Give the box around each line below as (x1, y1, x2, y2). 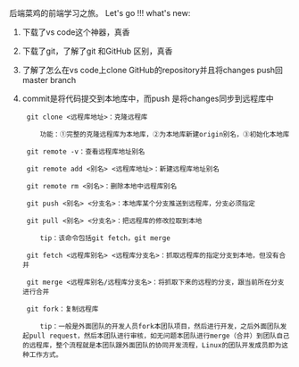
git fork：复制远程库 (26, 304, 99, 313)
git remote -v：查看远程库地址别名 (26, 147, 145, 156)
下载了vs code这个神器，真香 (21, 27, 131, 38)
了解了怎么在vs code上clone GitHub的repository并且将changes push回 (21, 65, 284, 75)
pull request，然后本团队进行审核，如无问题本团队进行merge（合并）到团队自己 (29, 331, 290, 340)
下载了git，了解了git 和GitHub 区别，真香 (21, 46, 173, 56)
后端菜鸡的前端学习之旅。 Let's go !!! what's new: (9, 8, 191, 18)
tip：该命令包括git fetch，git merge (39, 234, 171, 243)
